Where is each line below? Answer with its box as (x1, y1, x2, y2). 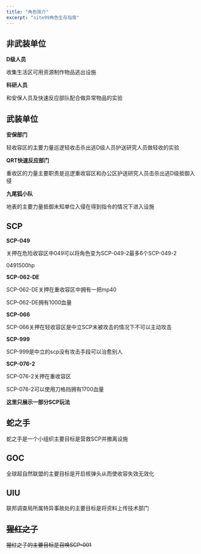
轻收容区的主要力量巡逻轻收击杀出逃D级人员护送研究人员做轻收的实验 (6, 144, 180, 152)
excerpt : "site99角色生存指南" (6, 15, 80, 21)
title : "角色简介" (6, 8, 49, 15)
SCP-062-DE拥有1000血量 (6, 298, 72, 306)
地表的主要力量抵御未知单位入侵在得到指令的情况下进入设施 (6, 203, 155, 210)
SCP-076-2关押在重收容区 (6, 372, 71, 379)
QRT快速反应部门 (6, 157, 49, 164)
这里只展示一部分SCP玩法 (6, 398, 71, 405)
